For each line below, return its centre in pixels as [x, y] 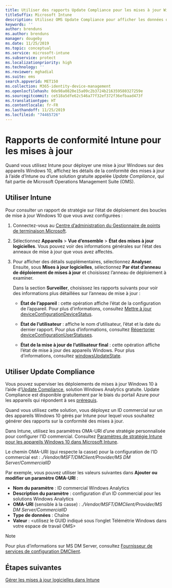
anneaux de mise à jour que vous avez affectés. [63, 251]
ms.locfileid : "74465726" [33, 115]
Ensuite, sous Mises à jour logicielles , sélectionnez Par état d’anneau [87, 267]
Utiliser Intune [28, 198]
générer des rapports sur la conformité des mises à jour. [65, 421]
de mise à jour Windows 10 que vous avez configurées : [64, 215]
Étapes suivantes [34, 567]
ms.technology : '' [25, 67]
